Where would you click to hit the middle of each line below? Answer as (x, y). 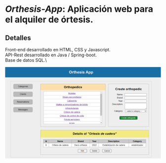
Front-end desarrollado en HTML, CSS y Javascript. (58, 50)
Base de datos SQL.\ (26, 60)
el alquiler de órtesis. (49, 20)
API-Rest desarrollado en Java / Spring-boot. (51, 55)
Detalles (18, 38)
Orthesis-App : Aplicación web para (79, 9)
